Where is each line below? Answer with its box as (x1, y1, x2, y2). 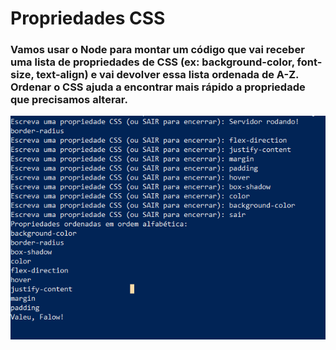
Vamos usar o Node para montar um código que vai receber (10, 43, 305, 57)
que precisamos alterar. (10, 93, 128, 107)
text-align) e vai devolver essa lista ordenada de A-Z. (36, 68, 299, 82)
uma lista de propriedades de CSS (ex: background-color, (10, 55, 295, 69)
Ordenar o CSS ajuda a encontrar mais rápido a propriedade (10, 80, 306, 94)
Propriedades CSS (10, 7, 166, 30)
